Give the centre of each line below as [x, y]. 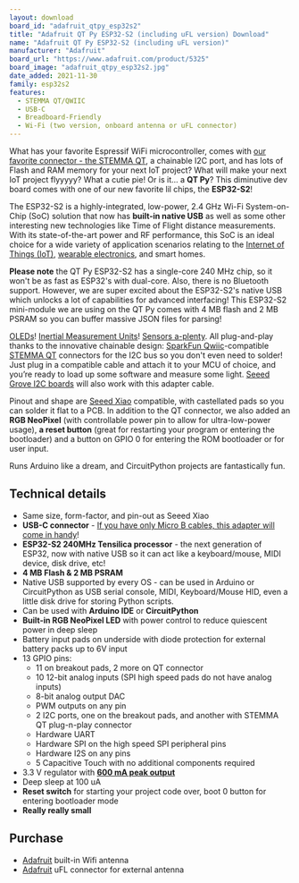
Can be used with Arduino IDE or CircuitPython [110, 610]
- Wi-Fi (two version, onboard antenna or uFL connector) [128, 126]
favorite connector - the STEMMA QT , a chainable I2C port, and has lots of [146, 161]
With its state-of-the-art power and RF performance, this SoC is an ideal [142, 235]
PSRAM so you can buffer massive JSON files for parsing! [116, 319]
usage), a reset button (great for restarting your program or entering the [142, 429]
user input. [29, 449]
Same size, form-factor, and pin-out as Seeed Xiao [116, 515]
